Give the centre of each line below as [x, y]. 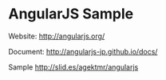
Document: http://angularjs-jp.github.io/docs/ [83, 51]
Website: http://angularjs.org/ [57, 36]
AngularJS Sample [71, 14]
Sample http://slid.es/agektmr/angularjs [73, 67]
